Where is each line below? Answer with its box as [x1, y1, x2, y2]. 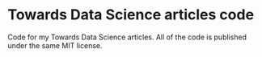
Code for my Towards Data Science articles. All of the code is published [7, 32, 247, 42]
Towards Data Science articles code [7, 6, 255, 24]
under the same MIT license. [7, 40, 103, 50]
